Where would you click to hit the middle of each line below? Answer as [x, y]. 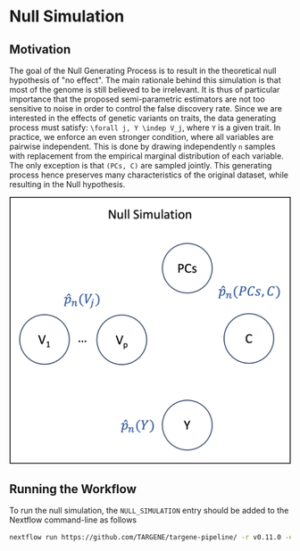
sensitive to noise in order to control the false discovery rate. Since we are [146, 108]
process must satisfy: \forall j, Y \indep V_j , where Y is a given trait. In [145, 127]
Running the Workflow [73, 489]
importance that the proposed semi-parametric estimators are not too [137, 99]
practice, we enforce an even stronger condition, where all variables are [142, 137]
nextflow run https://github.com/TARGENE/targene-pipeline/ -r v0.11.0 [145, 538]
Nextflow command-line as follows [73, 520]
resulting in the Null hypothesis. [67, 184]
